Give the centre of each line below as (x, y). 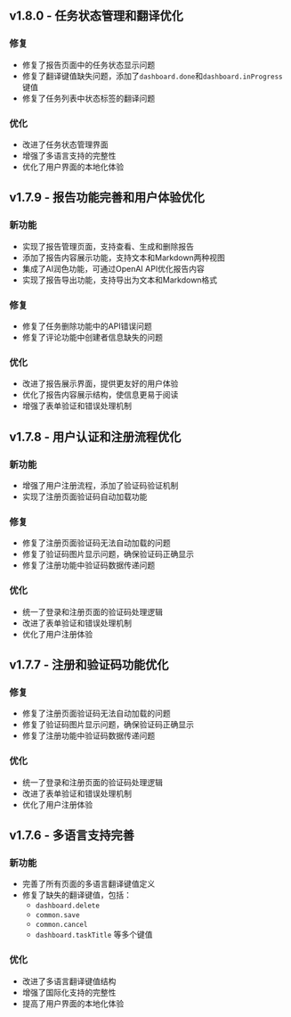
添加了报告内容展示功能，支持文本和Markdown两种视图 (123, 258)
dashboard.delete (68, 906)
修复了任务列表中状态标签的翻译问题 (89, 98)
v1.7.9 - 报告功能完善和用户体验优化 (107, 197)
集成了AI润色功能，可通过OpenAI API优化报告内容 (113, 268)
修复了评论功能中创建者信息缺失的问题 (92, 337)
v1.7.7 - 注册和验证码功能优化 (89, 664)
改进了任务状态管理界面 (65, 144)
